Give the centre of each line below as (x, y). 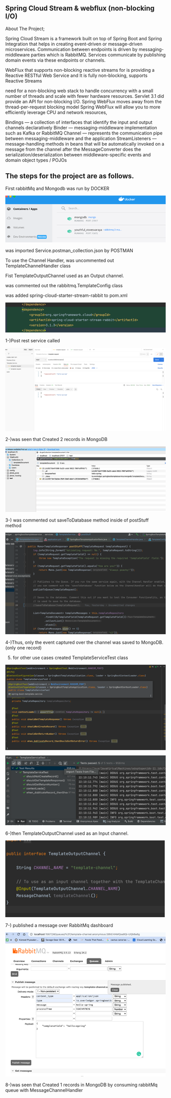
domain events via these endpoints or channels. (55, 60)
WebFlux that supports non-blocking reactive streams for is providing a (80, 70)
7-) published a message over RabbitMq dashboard (59, 925)
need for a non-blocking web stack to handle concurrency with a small (79, 91)
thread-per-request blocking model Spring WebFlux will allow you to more (83, 107)
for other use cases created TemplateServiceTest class (70, 658)
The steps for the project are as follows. (70, 176)
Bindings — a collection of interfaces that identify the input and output (79, 122)
